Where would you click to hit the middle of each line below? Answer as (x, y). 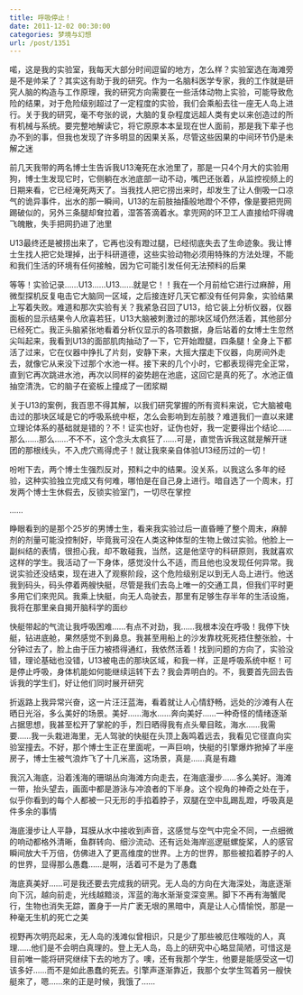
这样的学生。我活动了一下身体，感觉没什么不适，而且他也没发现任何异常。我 (151, 562)
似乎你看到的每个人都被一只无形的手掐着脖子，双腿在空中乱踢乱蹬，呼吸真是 (151, 800)
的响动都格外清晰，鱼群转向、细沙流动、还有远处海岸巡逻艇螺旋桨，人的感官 (151, 842)
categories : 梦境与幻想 (50, 34)
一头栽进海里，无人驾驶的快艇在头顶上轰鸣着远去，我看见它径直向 (161, 736)
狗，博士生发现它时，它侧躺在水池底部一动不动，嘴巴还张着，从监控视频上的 (151, 179)
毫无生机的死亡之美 (52, 917)
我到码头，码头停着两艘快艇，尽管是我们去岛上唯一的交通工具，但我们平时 (147, 585)
